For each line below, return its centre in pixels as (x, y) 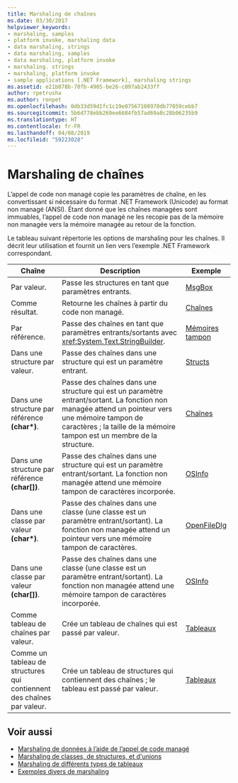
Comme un (29, 653)
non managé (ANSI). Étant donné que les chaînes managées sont (102, 210)
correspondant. (30, 254)
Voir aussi (30, 731)
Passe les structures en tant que (115, 283)
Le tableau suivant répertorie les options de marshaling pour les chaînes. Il (116, 238)
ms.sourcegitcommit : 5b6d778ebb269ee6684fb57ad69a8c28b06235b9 (103, 113)
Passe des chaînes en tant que (113, 324)
